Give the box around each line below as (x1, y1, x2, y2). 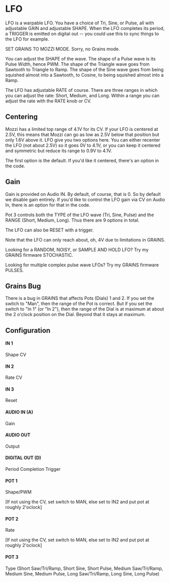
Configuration (5, 326, 51, 335)
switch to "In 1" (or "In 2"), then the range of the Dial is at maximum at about (5, 306, 164, 312)
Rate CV (5, 374, 23, 381)
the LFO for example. (5, 36, 49, 42)
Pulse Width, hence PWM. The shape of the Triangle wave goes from (5, 61, 150, 67)
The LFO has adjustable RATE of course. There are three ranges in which (5, 87, 158, 93)
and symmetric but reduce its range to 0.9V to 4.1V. (5, 148, 113, 154)
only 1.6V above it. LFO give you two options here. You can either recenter (5, 136, 160, 143)
